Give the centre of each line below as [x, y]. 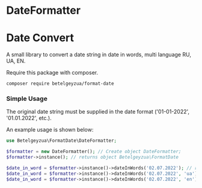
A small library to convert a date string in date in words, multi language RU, [99, 55]
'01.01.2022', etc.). [29, 118]
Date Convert [40, 38]
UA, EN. [16, 61]
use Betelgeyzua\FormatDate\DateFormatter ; [62, 141]
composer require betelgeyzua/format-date [60, 84]
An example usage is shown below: [50, 130]
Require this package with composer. [52, 73]
